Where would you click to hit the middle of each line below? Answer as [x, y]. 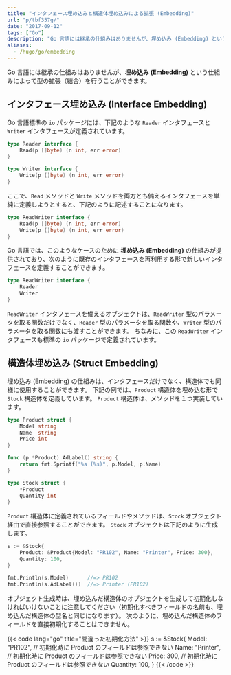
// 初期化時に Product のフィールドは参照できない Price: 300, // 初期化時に [112, 656]
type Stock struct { [37, 483]
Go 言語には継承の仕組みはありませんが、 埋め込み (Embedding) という [108, 72]
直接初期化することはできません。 [85, 624]
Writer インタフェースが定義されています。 [68, 130]
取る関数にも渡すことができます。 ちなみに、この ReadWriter [123, 331]
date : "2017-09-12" [35, 26]
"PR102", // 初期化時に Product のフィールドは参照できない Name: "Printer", [114, 647]
